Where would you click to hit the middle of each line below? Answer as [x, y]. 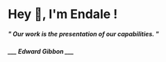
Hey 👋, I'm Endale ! [63, 14]
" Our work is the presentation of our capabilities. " [83, 33]
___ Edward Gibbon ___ [41, 52]
